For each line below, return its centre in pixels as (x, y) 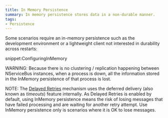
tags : (11, 19)
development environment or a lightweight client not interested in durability (82, 44)
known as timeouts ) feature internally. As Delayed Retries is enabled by (78, 94)
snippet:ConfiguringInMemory (36, 59)
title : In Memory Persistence (37, 10)
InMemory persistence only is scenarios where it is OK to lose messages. (80, 110)
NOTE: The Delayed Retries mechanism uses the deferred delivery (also (79, 89)
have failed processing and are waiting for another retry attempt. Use (76, 105)
